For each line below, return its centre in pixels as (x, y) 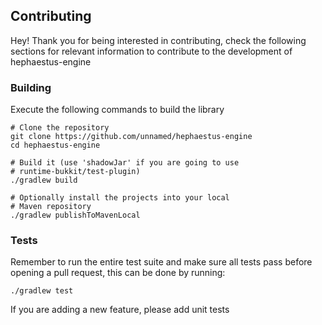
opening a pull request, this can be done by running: (118, 273)
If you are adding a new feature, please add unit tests (120, 310)
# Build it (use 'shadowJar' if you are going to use (125, 163)
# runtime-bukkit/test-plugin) (75, 172)
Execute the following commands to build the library (117, 110)
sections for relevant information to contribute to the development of (151, 51)
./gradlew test (42, 291)
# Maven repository (51, 207)
